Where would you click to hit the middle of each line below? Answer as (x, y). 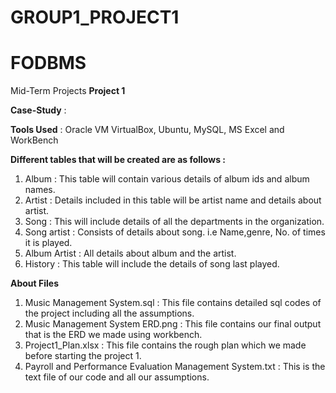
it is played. (48, 243)
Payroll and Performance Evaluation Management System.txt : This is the (175, 367)
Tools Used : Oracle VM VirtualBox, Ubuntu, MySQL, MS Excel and (147, 130)
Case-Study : (38, 110)
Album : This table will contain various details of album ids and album (167, 179)
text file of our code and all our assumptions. (117, 377)
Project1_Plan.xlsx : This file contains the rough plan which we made (165, 345)
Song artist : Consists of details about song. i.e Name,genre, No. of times (175, 232)
